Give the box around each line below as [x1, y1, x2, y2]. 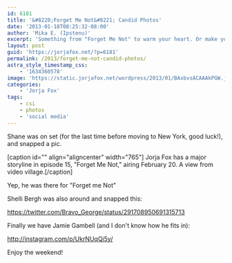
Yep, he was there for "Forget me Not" [7, 181, 117, 189]
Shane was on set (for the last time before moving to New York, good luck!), [7, 132, 223, 140]
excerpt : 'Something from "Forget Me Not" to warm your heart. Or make [7, 36, 217, 43]
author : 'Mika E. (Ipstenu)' [7, 29, 91, 37]
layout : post [7, 42, 45, 49]
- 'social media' [19, 113, 70, 120]
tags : [7, 94, 23, 101]
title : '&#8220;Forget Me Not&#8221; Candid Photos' [7, 17, 162, 24]
